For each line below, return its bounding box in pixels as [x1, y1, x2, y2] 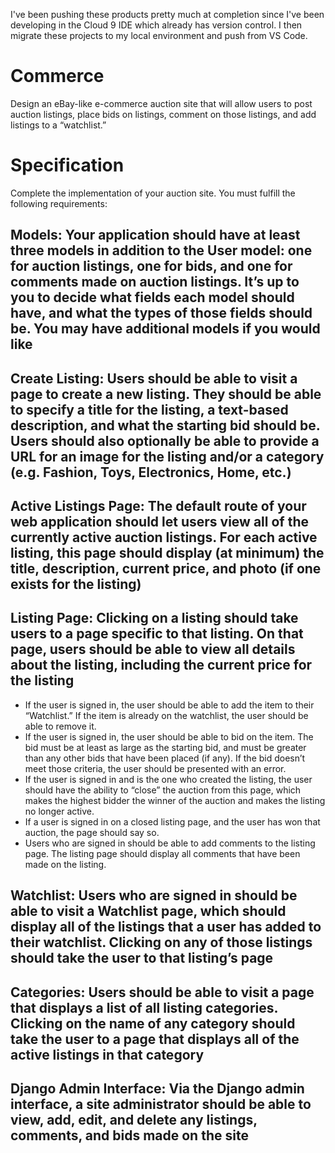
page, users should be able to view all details [10, 641, 296, 658]
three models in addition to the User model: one [10, 242, 313, 259]
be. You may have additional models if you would [10, 320, 321, 338]
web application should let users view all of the [10, 514, 309, 531]
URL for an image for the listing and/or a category [10, 448, 325, 465]
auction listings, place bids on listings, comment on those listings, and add [10, 108, 317, 120]
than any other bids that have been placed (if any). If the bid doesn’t [24, 752, 306, 764]
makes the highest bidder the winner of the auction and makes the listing [24, 794, 326, 806]
